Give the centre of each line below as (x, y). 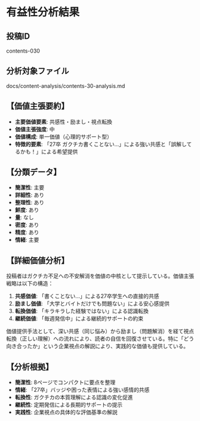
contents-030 (23, 51)
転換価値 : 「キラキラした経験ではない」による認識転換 (82, 311)
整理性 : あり (30, 202)
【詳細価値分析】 (38, 260)
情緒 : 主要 (27, 240)
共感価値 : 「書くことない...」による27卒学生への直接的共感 (87, 296)
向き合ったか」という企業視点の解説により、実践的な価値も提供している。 (98, 346)
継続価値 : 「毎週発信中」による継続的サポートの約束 (79, 319)
